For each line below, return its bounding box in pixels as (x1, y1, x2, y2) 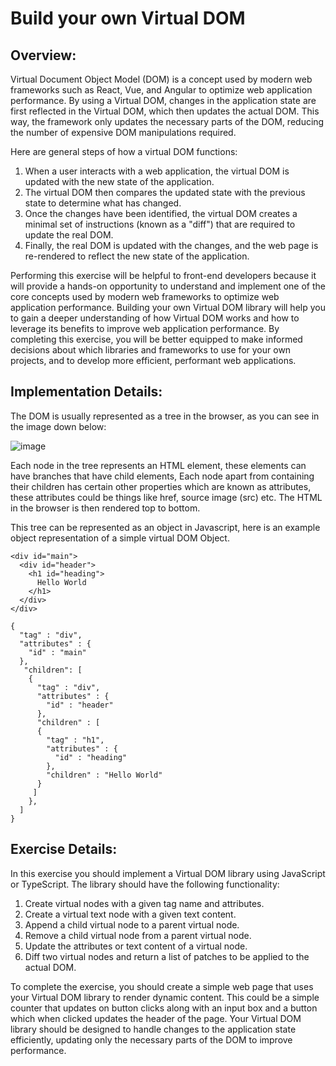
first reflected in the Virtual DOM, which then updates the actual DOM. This (10, 105, 320, 117)
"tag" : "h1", (46, 735, 105, 745)
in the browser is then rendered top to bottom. (10, 502, 201, 514)
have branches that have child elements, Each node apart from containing (10, 470, 315, 482)
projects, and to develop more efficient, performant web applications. (10, 355, 297, 366)
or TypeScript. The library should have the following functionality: (10, 878, 280, 890)
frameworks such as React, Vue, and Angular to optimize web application (10, 84, 313, 96)
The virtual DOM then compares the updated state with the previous (24, 187, 306, 198)
